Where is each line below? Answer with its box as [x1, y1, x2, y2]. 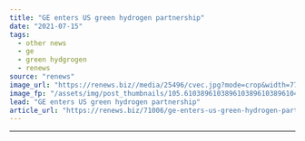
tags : [9, 30, 30, 39]
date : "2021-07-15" [9, 22, 84, 31]
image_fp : [9, 89, 47, 98]
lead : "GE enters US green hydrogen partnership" [9, 97, 202, 107]
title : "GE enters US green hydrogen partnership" [9, 13, 205, 23]
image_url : [9, 80, 51, 89]
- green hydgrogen [17, 55, 88, 64]
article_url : [9, 106, 59, 115]
